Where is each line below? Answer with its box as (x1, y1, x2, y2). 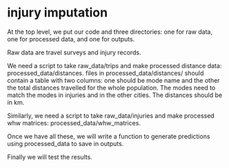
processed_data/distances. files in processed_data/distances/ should (7, 69, 204, 77)
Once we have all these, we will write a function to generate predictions (7, 132, 210, 140)
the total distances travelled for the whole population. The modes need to (7, 83, 216, 92)
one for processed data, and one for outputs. (7, 34, 135, 43)
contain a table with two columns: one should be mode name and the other (7, 76, 220, 84)
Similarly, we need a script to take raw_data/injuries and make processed (7, 112, 215, 120)
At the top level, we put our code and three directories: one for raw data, (7, 28, 212, 36)
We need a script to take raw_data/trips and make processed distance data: (7, 61, 222, 70)
